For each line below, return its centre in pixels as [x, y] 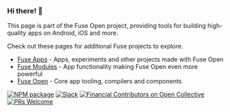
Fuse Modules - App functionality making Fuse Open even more [107, 67]
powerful [30, 74]
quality [17, 33]
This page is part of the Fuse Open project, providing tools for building [106, 26]
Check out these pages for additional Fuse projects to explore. [95, 46]
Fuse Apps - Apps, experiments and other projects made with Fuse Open [120, 59]
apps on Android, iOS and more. [73, 33]
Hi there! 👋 [25, 11]
